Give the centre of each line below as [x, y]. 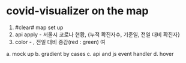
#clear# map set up [39, 27]
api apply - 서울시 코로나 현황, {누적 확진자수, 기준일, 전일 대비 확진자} [97, 34]
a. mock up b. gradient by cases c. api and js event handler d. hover [90, 53]
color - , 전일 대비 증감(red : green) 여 [60, 42]
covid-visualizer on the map [77, 11]
